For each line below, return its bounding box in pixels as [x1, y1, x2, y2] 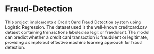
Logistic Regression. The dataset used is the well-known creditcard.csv [5, 24, 147, 30]
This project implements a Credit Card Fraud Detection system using [5, 19, 141, 25]
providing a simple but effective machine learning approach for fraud [5, 39, 142, 45]
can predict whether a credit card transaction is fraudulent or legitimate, [5, 34, 148, 40]
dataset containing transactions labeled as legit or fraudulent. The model [5, 29, 150, 35]
